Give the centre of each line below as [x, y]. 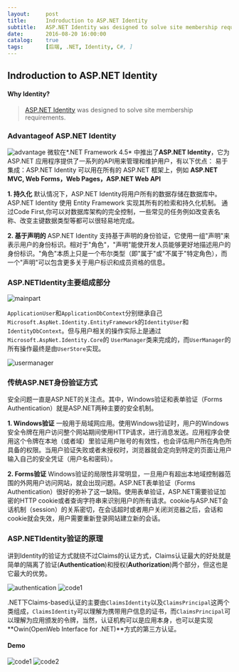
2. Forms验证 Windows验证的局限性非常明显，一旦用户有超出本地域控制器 [116, 474]
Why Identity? [29, 94]
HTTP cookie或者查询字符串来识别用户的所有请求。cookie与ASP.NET [121, 501]
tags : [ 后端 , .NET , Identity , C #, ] [70, 47]
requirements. [45, 117]
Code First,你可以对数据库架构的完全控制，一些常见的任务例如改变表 [114, 211]
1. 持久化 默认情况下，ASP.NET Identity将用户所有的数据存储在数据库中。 [115, 193]
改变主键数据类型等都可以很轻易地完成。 [79, 220]
